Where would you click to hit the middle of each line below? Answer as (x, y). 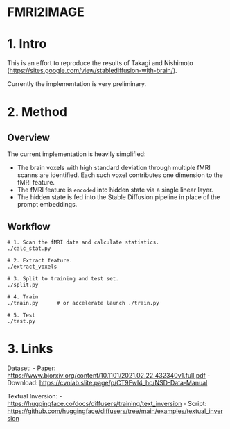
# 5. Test (21, 315)
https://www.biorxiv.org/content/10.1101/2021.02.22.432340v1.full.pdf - (109, 375)
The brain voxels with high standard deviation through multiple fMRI (114, 168)
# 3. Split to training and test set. (63, 278)
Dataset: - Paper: (32, 368)
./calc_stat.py (29, 248)
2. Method (37, 112)
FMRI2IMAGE (46, 12)
